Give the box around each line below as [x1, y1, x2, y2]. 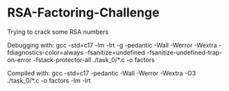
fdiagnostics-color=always [7, 48, 84, 57]
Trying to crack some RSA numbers [7, 28, 109, 36]
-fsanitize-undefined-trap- [146, 48, 223, 57]
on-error [7, 55, 32, 63]
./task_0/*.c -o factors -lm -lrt [7, 76, 92, 84]
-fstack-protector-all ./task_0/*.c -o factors [33, 55, 155, 63]
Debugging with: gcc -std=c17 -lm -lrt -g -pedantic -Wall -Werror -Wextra [7, 41, 217, 49]
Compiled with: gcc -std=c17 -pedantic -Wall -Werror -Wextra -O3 [7, 69, 196, 77]
